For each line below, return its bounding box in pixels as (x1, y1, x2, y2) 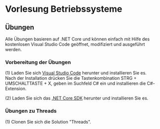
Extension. (5, 86, 27, 92)
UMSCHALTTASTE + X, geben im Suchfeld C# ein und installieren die (5, 80, 146, 87)
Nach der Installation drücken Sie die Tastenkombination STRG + (5, 75, 137, 81)
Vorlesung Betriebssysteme (5, 3, 122, 15)
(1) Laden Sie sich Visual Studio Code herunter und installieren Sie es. (5, 70, 147, 76)
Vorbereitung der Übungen (5, 59, 71, 65)
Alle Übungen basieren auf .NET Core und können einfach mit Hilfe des (5, 36, 150, 42)
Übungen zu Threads (5, 107, 57, 114)
